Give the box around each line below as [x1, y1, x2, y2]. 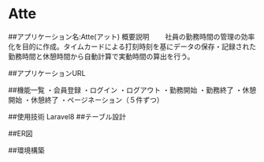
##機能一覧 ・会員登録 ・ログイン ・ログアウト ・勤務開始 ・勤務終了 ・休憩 [8, 85, 257, 95]
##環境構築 [8, 145, 45, 155]
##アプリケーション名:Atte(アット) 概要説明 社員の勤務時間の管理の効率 [8, 32, 255, 41]
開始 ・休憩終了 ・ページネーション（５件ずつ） [8, 95, 164, 104]
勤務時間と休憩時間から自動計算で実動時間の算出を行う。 [8, 51, 195, 61]
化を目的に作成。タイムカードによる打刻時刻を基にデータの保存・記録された [8, 41, 257, 51]
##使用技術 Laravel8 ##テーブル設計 [8, 111, 127, 121]
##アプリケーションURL [8, 68, 86, 77]
